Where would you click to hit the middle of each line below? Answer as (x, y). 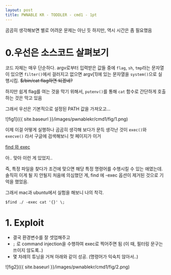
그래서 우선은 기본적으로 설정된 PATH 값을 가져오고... (58, 109)
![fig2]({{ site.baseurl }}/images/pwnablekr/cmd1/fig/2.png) (68, 267)
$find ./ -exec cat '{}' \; (35, 202)
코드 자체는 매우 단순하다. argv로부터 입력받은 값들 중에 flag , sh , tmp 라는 (78, 68)
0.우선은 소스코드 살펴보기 (57, 53)
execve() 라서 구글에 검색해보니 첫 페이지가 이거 (53, 136)
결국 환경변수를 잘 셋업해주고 (41, 238)
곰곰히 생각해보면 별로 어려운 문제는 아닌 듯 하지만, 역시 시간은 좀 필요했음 (79, 30)
